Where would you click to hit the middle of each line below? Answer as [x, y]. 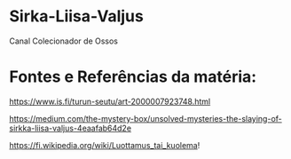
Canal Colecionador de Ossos [63, 41]
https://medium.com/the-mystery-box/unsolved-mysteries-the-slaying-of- [145, 118]
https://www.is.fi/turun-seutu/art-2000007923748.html [110, 101]
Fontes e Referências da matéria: [133, 77]
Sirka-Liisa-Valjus [76, 16]
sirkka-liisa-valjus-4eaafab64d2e [70, 128]
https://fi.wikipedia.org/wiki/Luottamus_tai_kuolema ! [105, 145]
